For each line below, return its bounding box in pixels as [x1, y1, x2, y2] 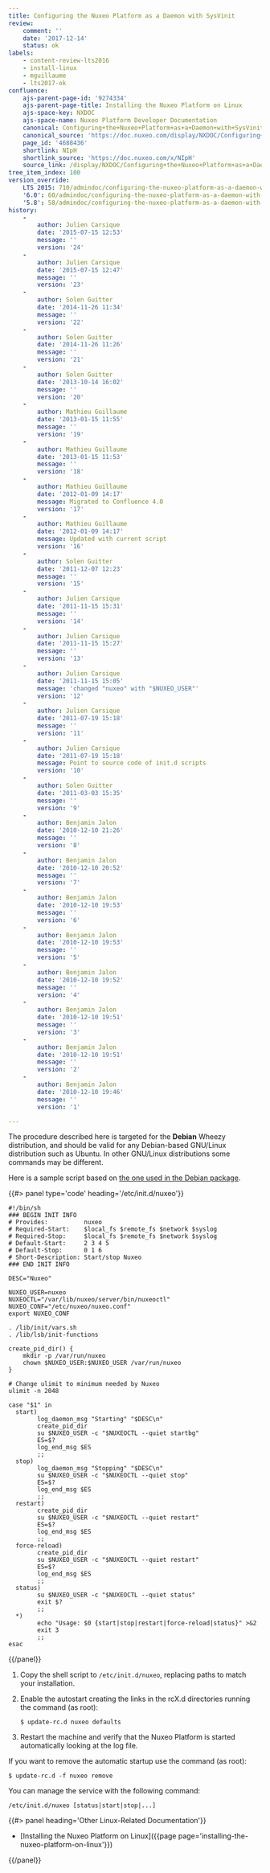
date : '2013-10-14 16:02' [37, 378, 125, 386]
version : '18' [37, 468, 84, 476]
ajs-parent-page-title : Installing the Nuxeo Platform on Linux [22, 101, 243, 109]
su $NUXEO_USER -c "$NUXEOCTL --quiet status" [37, 1591, 196, 1600]
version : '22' [37, 318, 84, 326]
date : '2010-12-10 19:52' [37, 976, 125, 984]
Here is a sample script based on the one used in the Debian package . [8, 1173, 241, 1182]
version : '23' [37, 281, 84, 289]
